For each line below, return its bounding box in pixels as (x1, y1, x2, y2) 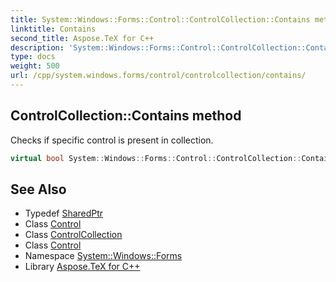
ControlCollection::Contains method (10, 107, 242, 125)
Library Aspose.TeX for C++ (24, 261, 141, 273)
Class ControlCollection (24, 229, 123, 241)
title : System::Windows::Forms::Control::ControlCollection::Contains (10, 14, 311, 25)
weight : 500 (10, 61, 60, 71)
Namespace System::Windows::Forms (24, 250, 183, 262)
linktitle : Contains (10, 24, 97, 34)
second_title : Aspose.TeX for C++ (10, 33, 155, 43)
